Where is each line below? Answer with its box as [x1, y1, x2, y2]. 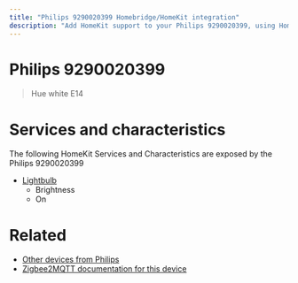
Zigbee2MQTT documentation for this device [21, 264, 187, 274]
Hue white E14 [30, 88, 84, 99]
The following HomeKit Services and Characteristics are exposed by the [9, 149, 273, 159]
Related [9, 225, 67, 245]
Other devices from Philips [21, 254, 120, 265]
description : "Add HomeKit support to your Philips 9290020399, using [9, 21, 276, 30]
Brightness [35, 185, 75, 195]
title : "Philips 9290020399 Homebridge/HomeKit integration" [9, 12, 240, 22]
